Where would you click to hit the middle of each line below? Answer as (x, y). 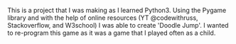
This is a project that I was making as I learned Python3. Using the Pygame (117, 10)
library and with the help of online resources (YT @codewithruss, (103, 18)
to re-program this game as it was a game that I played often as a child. (112, 33)
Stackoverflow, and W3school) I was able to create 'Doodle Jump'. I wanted (118, 25)
